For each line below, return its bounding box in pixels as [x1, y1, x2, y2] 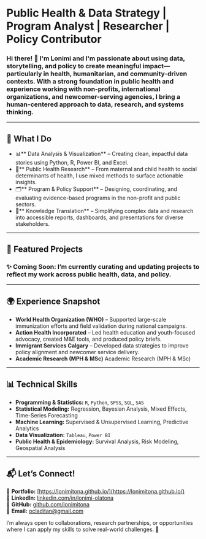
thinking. [6, 108, 34, 117]
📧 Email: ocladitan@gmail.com [6, 507, 84, 515]
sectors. [15, 201, 36, 208]
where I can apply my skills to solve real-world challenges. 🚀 [6, 525, 159, 533]
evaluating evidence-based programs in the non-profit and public [15, 194, 181, 202]
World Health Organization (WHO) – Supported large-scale [15, 316, 167, 323]
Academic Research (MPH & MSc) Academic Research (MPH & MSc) [15, 355, 191, 362]
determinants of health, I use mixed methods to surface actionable [15, 172, 183, 179]
